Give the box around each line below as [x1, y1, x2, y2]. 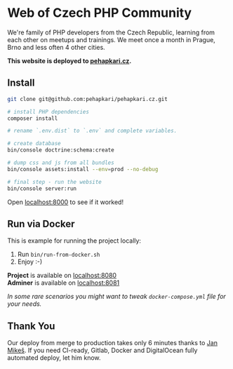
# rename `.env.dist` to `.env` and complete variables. [7, 128, 178, 135]
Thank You [7, 320, 55, 332]
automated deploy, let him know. [7, 354, 101, 362]
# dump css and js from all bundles [7, 159, 114, 166]
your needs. [7, 300, 42, 308]
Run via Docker [7, 217, 75, 229]
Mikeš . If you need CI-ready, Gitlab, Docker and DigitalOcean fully [7, 346, 198, 355]
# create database [7, 140, 61, 147]
